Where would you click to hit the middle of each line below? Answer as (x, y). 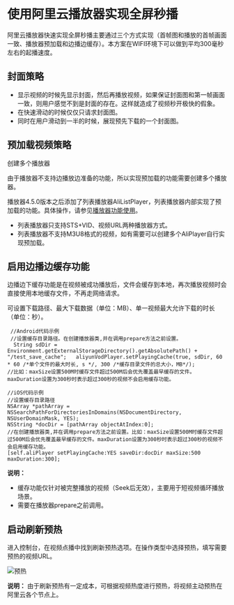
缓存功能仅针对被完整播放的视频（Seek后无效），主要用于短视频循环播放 (120, 488)
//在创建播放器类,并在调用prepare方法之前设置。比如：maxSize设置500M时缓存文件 (112, 432)
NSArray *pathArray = (39, 406)
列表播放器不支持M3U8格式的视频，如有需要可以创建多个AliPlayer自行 (118, 234)
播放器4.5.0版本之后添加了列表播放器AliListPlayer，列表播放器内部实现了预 (114, 201)
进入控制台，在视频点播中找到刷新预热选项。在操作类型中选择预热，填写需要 (117, 548)
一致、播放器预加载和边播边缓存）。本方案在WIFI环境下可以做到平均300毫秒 (116, 43)
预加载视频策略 (39, 145)
